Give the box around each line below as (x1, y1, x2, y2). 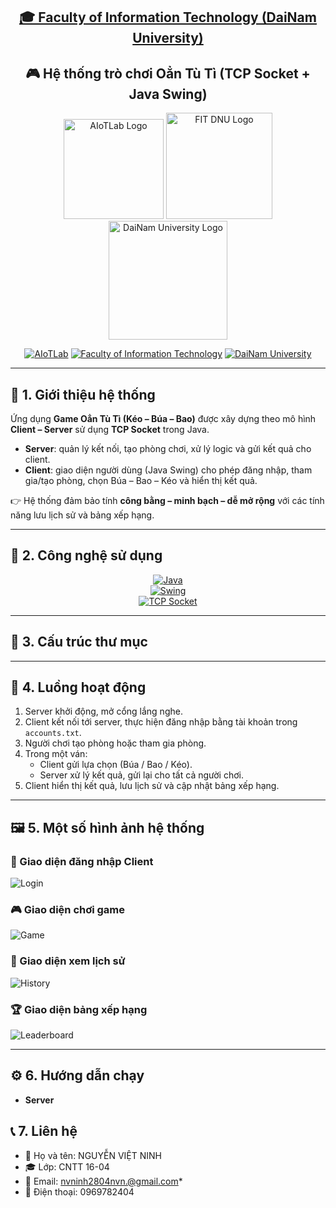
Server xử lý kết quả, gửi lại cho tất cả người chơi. (39, 769, 244, 781)
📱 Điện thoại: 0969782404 (24, 1185, 135, 1198)
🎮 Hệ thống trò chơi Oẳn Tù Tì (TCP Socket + (25, 65, 311, 82)
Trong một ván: (24, 748, 88, 760)
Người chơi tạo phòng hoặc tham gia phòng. (24, 737, 207, 749)
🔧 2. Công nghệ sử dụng (10, 547, 163, 564)
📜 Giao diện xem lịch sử (10, 954, 126, 968)
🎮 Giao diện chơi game (10, 903, 126, 917)
